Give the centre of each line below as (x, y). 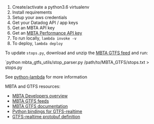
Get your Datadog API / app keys (45, 22)
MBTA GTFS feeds (30, 101)
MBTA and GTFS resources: (33, 86)
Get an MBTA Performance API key (47, 33)
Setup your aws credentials (39, 17)
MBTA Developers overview (40, 96)
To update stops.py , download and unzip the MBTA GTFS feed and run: (77, 53)
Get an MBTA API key (33, 28)
